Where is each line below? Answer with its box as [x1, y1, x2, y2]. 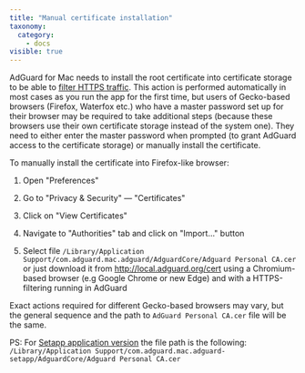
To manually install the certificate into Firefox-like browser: [9, 157, 229, 168]
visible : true [9, 47, 64, 56]
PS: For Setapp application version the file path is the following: [9, 338, 248, 348]
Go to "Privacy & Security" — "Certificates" [22, 193, 186, 204]
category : [17, 30, 55, 39]
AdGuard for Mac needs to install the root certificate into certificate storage [9, 72, 293, 83]
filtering [22, 283, 53, 294]
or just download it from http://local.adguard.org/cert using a [22, 263, 251, 274]
